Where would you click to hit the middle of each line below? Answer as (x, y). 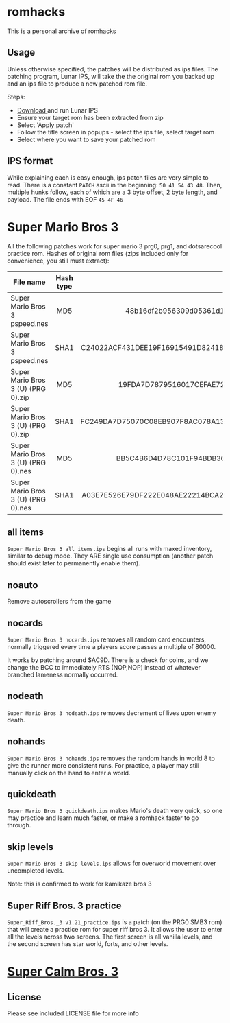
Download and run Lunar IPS (57, 110)
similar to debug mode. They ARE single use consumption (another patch (110, 556)
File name (29, 282)
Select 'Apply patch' (45, 125)
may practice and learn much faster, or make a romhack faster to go (103, 818)
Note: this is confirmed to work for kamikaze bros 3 (79, 884)
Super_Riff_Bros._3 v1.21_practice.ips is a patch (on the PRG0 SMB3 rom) (115, 922)
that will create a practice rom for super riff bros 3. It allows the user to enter (115, 929)
